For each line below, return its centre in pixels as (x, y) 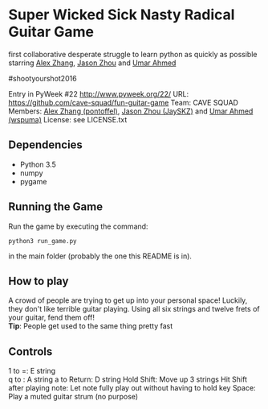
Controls (30, 351)
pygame (33, 181)
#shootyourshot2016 (43, 78)
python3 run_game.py (43, 241)
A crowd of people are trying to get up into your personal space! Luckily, (128, 300)
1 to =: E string (32, 371)
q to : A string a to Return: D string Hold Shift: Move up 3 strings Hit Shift (128, 379)
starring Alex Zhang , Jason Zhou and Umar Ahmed (92, 63)
